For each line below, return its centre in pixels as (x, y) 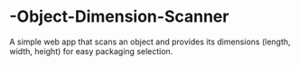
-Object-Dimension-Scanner (119, 17)
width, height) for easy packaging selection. (91, 51)
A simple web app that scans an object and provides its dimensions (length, (150, 42)
